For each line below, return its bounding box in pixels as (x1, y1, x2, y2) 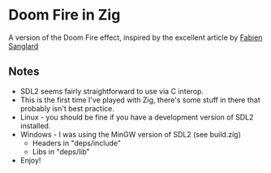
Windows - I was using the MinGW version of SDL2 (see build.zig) (19, 129, 241, 139)
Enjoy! (19, 155, 41, 165)
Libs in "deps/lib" (32, 146, 91, 156)
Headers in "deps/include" (32, 138, 122, 148)
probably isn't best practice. (19, 103, 115, 113)
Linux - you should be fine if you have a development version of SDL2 (19, 112, 254, 122)
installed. (19, 120, 51, 131)
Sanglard (8, 41, 39, 50)
